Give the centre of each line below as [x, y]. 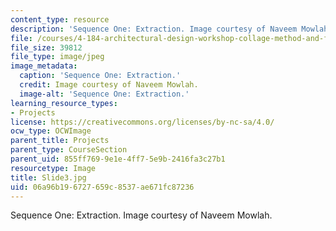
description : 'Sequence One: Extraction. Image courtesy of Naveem [154, 29]
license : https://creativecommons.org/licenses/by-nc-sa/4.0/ [142, 122]
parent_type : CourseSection [69, 150]
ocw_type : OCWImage [51, 131]
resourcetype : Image [53, 168]
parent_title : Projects [60, 141]
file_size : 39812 [46, 47]
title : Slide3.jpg [48, 177]
